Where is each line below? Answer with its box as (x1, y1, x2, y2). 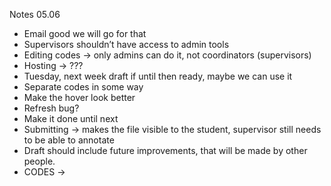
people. (23, 155, 56, 167)
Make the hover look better (23, 92, 136, 103)
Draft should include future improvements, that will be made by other (23, 145, 308, 156)
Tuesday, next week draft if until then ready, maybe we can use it (23, 70, 293, 82)
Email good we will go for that (23, 28, 147, 39)
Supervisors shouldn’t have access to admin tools (23, 39, 230, 50)
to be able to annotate (23, 134, 115, 146)
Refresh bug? (23, 102, 80, 114)
